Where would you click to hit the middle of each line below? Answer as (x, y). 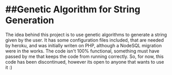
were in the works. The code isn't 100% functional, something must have (82, 51)
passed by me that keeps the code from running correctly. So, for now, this (84, 56)
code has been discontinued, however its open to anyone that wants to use (85, 62)
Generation (30, 20)
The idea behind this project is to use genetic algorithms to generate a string (86, 34)
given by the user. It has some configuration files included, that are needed (85, 40)
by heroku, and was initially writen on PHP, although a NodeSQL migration (83, 45)
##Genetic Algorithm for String (73, 10)
